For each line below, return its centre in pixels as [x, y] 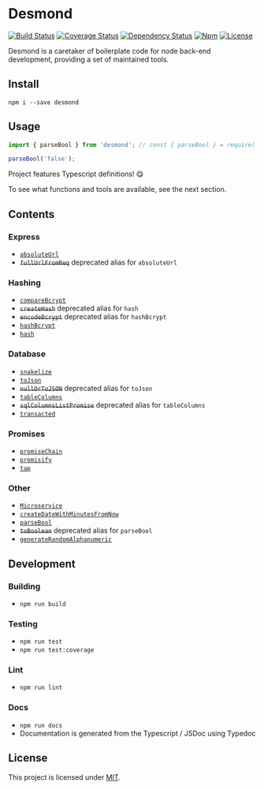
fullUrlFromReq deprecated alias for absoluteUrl [98, 262]
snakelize [36, 372]
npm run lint [41, 688]
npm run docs [41, 725]
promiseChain [41, 451]
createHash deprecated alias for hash [79, 308]
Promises [27, 434]
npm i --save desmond [44, 102]
